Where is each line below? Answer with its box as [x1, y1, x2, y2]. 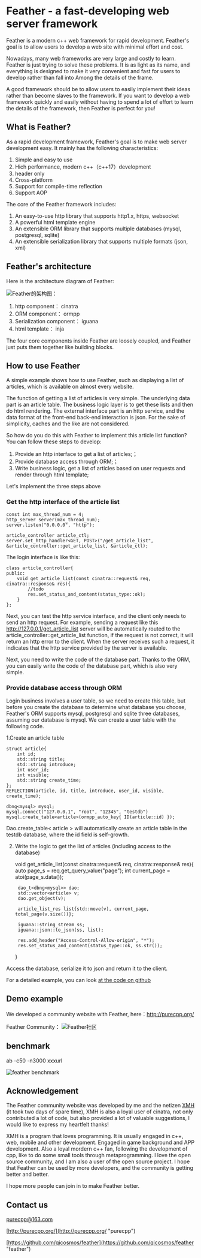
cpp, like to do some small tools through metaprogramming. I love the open [6, 1152, 191, 1159]
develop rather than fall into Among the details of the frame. [6, 74, 154, 81]
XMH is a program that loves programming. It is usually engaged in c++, [6, 1133, 184, 1140]
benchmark [6, 1041, 50, 1051]
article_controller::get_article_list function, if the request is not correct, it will [6, 631, 193, 638]
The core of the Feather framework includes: [6, 200, 117, 208]
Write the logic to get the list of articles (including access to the [14, 842, 172, 849]
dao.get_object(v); [17, 895, 66, 901]
